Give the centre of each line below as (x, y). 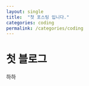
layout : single (25, 12)
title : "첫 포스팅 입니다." (38, 17)
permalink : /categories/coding (45, 28)
